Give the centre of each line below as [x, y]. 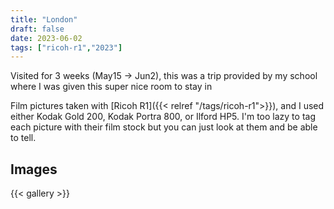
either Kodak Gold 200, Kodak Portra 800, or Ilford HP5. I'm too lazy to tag [163, 117]
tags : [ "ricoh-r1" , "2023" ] [66, 47]
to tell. [23, 138]
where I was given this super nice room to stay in [111, 87]
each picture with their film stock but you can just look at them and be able [164, 127]
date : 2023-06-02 [46, 38]
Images [34, 169]
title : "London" [44, 19]
